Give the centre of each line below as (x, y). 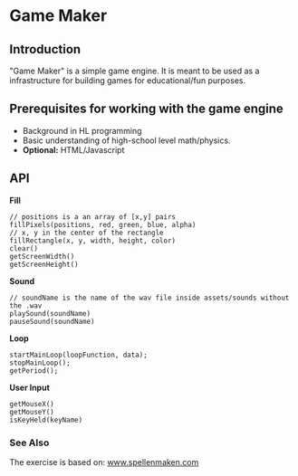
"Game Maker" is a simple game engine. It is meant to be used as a (135, 71)
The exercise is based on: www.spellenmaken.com (104, 462)
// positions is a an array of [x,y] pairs (93, 217)
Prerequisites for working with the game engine (146, 109)
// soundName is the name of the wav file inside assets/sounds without (149, 298)
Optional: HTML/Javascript (73, 149)
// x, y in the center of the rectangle (87, 233)
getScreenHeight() (44, 264)
